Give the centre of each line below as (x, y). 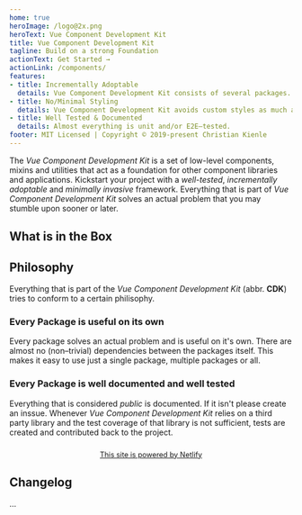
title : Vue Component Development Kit (82, 43)
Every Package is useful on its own (87, 322)
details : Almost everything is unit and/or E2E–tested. (124, 127)
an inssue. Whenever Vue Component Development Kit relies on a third (141, 413)
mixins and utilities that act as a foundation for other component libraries (144, 170)
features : (28, 77)
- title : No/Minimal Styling (64, 101)
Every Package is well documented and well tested (122, 384)
